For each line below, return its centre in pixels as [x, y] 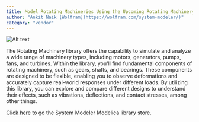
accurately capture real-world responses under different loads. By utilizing [97, 82]
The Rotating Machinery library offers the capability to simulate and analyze [99, 51]
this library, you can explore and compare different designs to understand [96, 89]
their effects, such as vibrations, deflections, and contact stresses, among [97, 95]
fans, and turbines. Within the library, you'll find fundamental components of [99, 63]
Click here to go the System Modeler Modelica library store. [79, 113]
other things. [22, 101]
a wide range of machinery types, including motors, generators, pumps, [94, 57]
